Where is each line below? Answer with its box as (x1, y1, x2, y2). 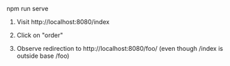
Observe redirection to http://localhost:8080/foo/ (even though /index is (16, 45, 224, 52)
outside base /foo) (16, 52, 70, 60)
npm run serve (6, 5, 49, 12)
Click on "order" (16, 31, 63, 39)
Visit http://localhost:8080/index (16, 18, 109, 25)
